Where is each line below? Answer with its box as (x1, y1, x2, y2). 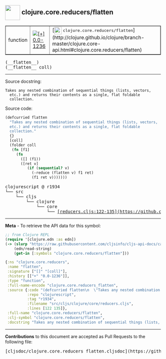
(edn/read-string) (14, 246, 52, 251)
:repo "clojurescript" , (27, 292, 77, 297)
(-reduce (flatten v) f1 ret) (31, 170, 94, 175)
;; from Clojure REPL (5, 232, 50, 237)
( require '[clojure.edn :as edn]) (5, 237, 77, 242)
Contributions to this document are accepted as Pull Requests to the (5, 333, 146, 339)
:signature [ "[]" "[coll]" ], (7, 269, 68, 274)
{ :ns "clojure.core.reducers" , (5, 260, 70, 265)
